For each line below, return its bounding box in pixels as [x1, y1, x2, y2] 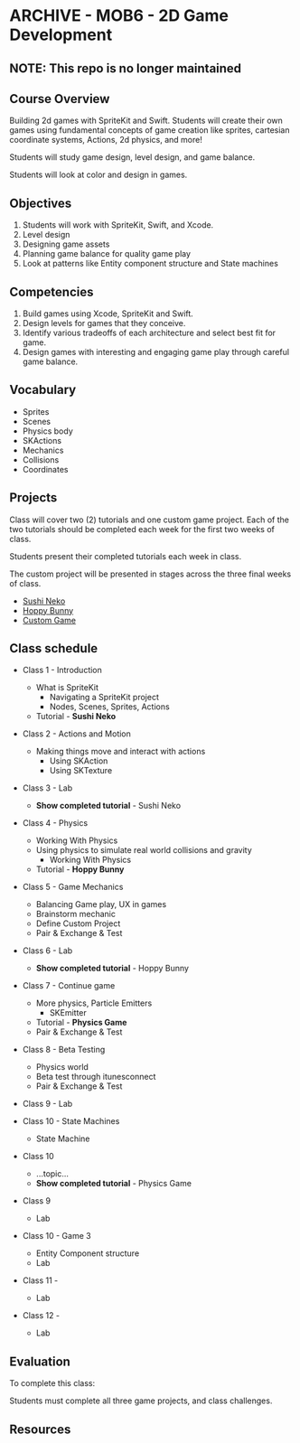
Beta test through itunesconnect [35, 1072, 156, 1082]
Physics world [35, 1062, 89, 1073]
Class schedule [9, 641, 98, 656]
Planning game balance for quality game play [22, 248, 192, 259]
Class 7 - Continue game [22, 980, 116, 991]
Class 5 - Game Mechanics [22, 882, 124, 893]
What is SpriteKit [35, 682, 99, 693]
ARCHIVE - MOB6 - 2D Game [9, 5, 229, 26]
